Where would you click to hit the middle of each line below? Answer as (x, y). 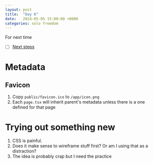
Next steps (23, 47)
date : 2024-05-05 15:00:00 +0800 (42, 19)
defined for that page (34, 107)
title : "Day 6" (22, 14)
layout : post (19, 10)
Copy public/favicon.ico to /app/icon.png (56, 97)
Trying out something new (60, 127)
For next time (19, 37)
